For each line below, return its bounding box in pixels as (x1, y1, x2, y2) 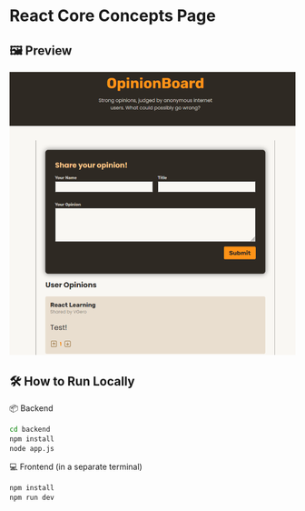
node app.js (9, 445, 54, 454)
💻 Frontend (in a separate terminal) (9, 461, 143, 473)
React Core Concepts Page (9, 5, 216, 26)
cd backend (9, 425, 51, 435)
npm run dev (9, 493, 54, 502)
